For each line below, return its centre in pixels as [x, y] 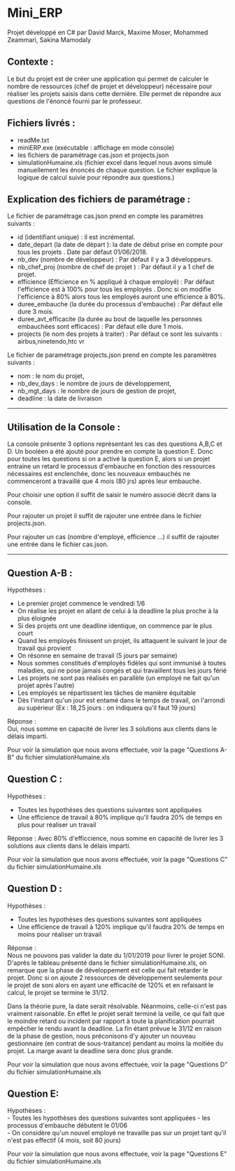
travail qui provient [44, 648]
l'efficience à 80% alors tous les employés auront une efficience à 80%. [121, 297]
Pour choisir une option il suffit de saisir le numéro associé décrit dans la [112, 495]
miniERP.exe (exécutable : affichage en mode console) [96, 147]
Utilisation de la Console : [64, 427]
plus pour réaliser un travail [57, 825]
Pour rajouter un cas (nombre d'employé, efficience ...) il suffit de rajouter [113, 537]
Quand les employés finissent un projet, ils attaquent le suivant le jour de [122, 641]
